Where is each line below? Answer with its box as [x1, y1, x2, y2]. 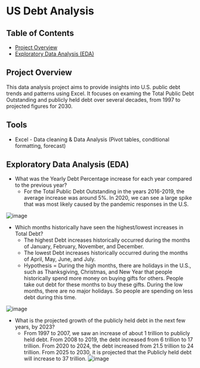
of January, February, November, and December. [23, 243, 144, 250]
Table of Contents [6, 28, 75, 38]
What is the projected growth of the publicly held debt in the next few [14, 317, 186, 324]
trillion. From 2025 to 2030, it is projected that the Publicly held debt [23, 349, 192, 356]
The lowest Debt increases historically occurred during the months [23, 250, 188, 257]
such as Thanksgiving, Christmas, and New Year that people [23, 268, 173, 276]
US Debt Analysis [6, 4, 94, 18]
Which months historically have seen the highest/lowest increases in [14, 224, 184, 231]
